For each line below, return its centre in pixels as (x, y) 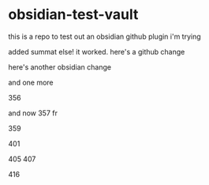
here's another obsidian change (60, 67)
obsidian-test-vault (73, 15)
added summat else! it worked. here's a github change (97, 51)
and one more (31, 82)
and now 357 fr (33, 113)
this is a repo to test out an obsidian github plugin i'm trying (104, 36)
